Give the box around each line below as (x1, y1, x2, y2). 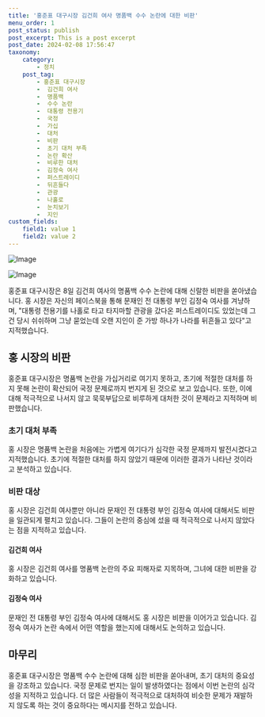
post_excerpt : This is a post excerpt (8, 33, 136, 42)
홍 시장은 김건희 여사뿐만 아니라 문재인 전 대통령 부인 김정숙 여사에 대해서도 (8, 505, 240, 515)
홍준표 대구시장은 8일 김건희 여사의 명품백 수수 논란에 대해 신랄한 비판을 (8, 286, 230, 296)
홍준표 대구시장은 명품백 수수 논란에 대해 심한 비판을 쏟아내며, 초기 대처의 (8, 670, 234, 680)
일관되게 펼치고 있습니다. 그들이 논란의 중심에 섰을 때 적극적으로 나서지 (16, 516, 234, 525)
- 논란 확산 (36, 151, 73, 159)
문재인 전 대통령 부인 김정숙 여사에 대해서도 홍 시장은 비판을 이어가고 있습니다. (8, 612, 249, 622)
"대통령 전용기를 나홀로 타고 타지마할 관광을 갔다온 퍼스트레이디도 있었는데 (18, 306, 248, 315)
